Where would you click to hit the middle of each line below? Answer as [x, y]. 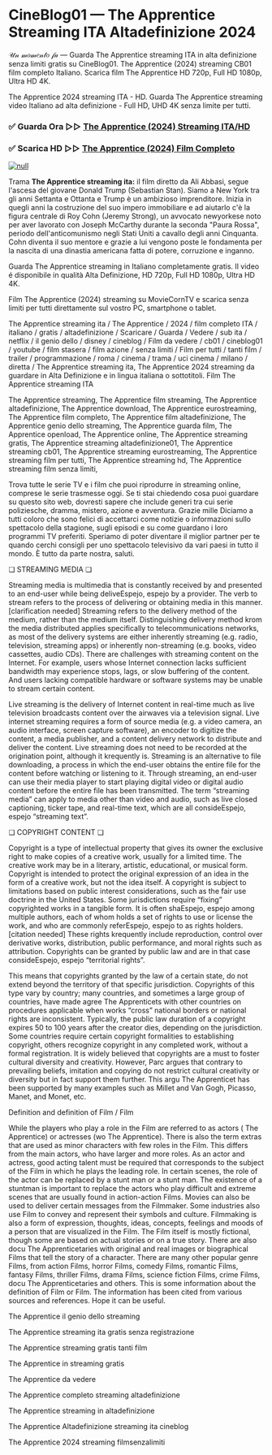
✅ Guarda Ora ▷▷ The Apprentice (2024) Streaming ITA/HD [130, 126]
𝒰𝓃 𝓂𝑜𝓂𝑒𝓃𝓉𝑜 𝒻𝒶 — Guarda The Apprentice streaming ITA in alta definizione [133, 54]
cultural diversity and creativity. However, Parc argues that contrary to [126, 1062]
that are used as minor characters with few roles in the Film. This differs [128, 1146]
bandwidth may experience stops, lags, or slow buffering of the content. [129, 671]
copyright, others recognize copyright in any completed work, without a [128, 1045]
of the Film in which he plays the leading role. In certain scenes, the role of [133, 1172]
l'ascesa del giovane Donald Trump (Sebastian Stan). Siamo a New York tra [134, 190]
